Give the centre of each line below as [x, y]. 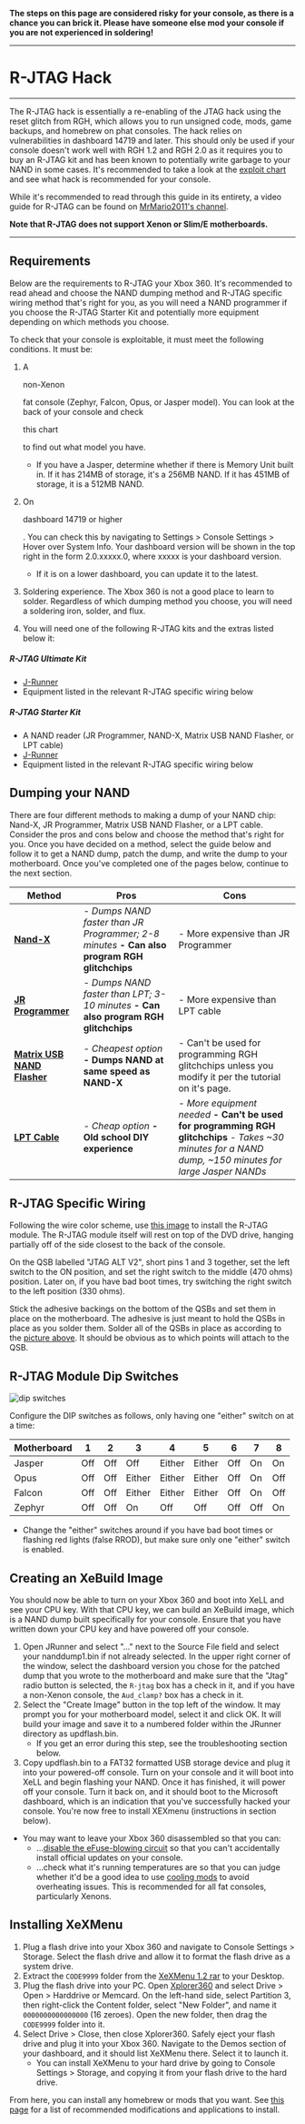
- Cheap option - [121, 1126]
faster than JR [113, 922]
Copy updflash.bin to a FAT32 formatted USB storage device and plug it [156, 1762]
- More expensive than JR [234, 934]
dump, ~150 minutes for [231, 1159]
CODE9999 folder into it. [64, 2024]
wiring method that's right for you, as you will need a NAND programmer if [148, 302]
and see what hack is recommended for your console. [110, 179]
